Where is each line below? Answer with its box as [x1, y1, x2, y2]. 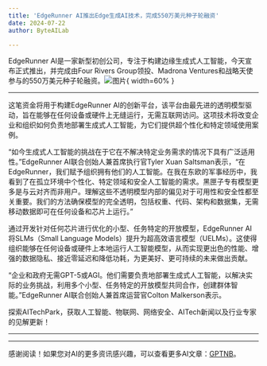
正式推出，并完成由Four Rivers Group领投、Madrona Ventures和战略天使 [14, 66, 253, 76]
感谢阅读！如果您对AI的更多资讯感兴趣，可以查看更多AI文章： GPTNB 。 [8, 349, 241, 359]
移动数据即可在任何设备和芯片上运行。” [8, 207, 133, 216]
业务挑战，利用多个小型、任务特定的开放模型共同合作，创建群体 [21, 280, 231, 290]
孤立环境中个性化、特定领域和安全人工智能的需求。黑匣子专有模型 [35, 177, 252, 187]
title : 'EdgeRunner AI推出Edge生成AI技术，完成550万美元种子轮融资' [8, 11, 220, 20]
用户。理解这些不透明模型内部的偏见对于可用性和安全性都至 [63, 187, 259, 197]
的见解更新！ [8, 317, 50, 327]
